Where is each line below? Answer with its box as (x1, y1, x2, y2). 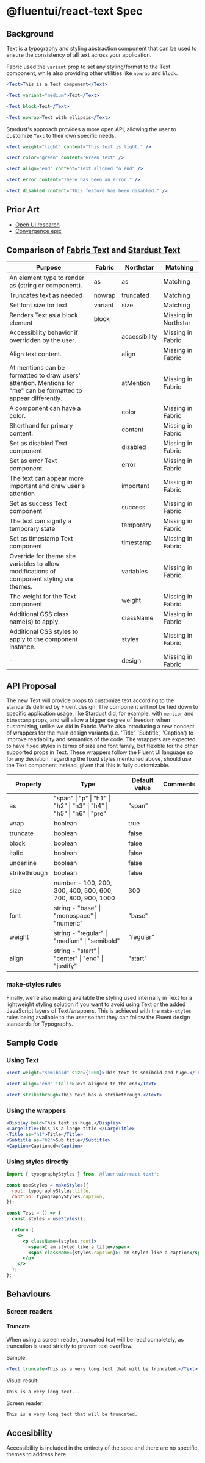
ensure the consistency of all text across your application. (6, 51, 152, 59)
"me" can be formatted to (9, 386, 82, 395)
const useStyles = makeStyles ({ (6, 1182, 88, 1188)
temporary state (9, 524, 56, 533)
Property (15, 780, 42, 788)
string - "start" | (54, 947, 101, 955)
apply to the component (9, 634, 78, 643)
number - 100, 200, (54, 879, 112, 887)
